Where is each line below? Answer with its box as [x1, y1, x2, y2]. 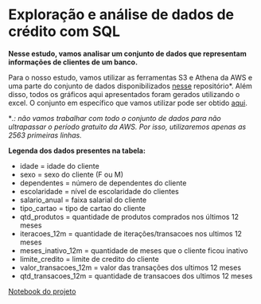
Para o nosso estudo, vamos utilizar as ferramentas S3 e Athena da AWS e [8, 72, 253, 82]
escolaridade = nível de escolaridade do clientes [19, 186, 179, 196]
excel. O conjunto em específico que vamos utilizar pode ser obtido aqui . [8, 98, 248, 107]
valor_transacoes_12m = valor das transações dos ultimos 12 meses [19, 263, 241, 272]
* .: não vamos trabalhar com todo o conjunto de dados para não [8, 113, 221, 123]
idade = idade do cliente [19, 161, 99, 170]
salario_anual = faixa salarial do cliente [19, 195, 147, 205]
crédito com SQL [8, 22, 121, 41]
